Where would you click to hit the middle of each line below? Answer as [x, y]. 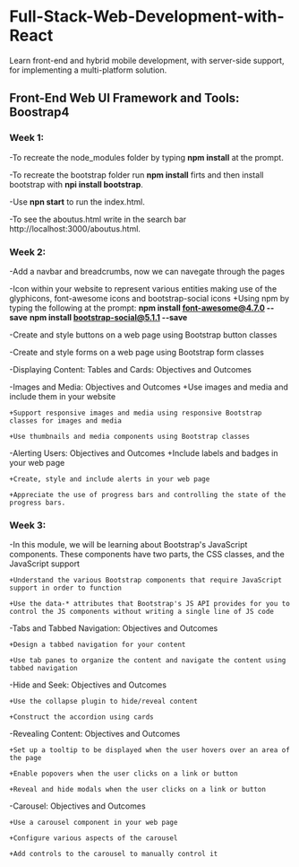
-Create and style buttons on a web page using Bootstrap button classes [143, 335]
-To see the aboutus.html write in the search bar [98, 219]
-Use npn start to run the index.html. [77, 201]
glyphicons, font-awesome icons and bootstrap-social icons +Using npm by [149, 298]
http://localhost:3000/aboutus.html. [75, 228]
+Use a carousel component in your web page [94, 823]
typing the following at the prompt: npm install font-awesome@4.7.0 [137, 308]
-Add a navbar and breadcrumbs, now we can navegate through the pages [147, 271]
